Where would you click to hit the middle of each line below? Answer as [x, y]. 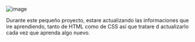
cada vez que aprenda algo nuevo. [48, 33]
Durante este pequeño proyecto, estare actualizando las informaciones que [97, 20]
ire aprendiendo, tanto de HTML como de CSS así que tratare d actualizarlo [97, 27]
